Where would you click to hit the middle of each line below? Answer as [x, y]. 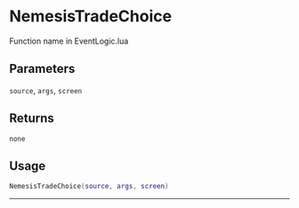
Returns [32, 119]
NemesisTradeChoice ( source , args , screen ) [89, 187]
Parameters [42, 69]
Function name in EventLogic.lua [69, 41]
